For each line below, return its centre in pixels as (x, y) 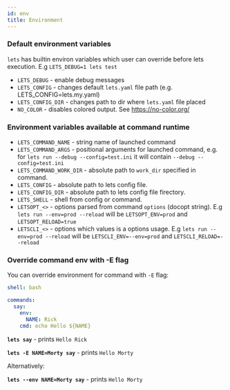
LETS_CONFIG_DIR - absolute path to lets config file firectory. (101, 192)
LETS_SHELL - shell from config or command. (80, 199)
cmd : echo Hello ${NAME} (55, 326)
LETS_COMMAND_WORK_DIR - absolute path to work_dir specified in (106, 170)
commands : (21, 300)
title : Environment (35, 20)
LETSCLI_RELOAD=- (199, 237)
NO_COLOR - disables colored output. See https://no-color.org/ (103, 109)
